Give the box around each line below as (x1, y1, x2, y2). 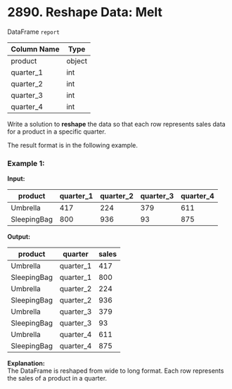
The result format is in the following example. (7, 141, 138, 149)
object (66, 56, 88, 65)
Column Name (11, 44, 60, 53)
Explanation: (7, 359, 46, 368)
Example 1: (7, 158, 45, 168)
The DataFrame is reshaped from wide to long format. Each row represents (7, 366, 224, 375)
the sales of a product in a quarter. (7, 374, 108, 383)
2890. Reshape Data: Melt (7, 4, 163, 20)
